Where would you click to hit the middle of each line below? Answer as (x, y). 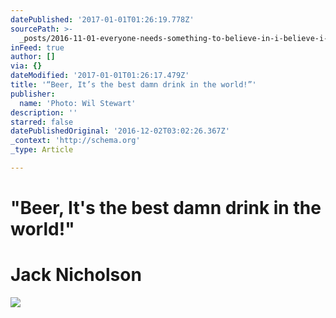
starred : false (42, 122)
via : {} (26, 66)
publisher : (33, 94)
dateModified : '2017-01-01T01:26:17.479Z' (100, 76)
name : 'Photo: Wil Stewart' (78, 103)
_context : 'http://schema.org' (75, 141)
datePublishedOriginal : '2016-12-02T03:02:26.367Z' (120, 131)
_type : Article (42, 150)
